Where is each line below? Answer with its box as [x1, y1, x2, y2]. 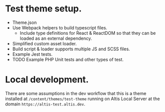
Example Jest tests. [12, 51, 53, 57]
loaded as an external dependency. [19, 35, 92, 41]
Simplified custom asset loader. [12, 40, 77, 46]
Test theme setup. [5, 3, 82, 14]
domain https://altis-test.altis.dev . [5, 101, 85, 107]
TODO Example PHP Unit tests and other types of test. [12, 56, 124, 62]
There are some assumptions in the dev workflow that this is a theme [5, 90, 147, 96]
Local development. [5, 74, 89, 85]
